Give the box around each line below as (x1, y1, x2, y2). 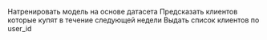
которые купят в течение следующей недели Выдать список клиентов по (7, 15, 260, 25)
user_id (7, 24, 32, 33)
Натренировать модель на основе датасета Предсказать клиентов (7, 7, 238, 16)
